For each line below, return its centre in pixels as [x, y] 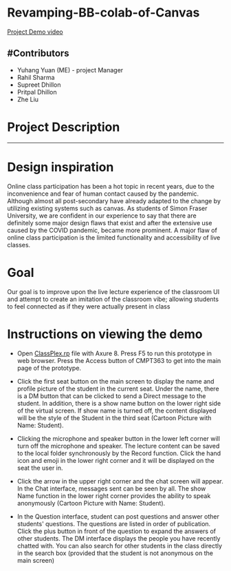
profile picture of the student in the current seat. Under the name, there [118, 388]
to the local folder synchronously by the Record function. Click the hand [119, 453]
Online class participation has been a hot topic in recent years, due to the [111, 186]
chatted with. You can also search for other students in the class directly [119, 546]
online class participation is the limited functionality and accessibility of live [114, 237]
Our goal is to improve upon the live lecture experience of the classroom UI [113, 291]
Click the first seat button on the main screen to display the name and [115, 381]
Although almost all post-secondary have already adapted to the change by [114, 200]
